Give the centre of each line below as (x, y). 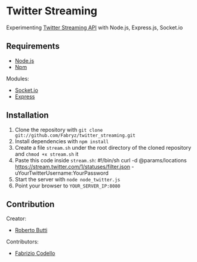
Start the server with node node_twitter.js (67, 179)
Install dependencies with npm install (62, 141)
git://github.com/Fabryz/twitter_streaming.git (75, 135)
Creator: (16, 218)
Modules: (18, 78)
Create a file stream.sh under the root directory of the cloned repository (103, 147)
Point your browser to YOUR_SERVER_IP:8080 (67, 186)
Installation (27, 115)
